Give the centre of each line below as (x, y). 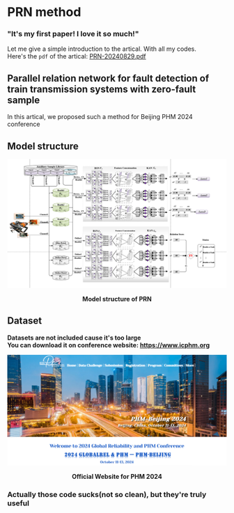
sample (24, 100)
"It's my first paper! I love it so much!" (73, 34)
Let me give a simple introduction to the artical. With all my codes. (102, 49)
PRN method (44, 12)
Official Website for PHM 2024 (117, 476)
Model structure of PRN (117, 299)
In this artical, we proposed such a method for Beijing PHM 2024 (100, 117)
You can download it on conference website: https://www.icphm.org (109, 345)
